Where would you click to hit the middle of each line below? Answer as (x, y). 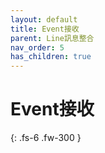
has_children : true (51, 57)
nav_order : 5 (37, 47)
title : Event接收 (45, 29)
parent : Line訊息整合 (52, 38)
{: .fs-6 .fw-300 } (46, 138)
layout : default (44, 19)
